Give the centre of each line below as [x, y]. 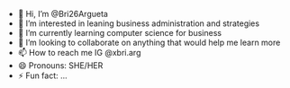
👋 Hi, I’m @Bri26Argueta [63, 14]
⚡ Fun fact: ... [42, 75]
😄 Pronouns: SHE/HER [60, 66]
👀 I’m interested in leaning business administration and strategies [138, 23]
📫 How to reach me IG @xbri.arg [79, 53]
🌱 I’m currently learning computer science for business [120, 33]
